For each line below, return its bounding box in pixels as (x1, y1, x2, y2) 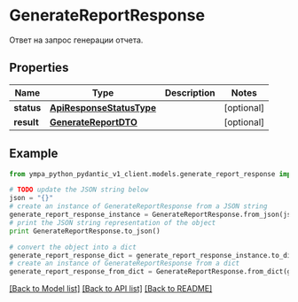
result (13, 116, 40, 128)
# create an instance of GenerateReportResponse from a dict (9, 259, 240, 268)
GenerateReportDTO (49, 116, 137, 128)
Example (9, 146, 59, 161)
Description (164, 86, 216, 98)
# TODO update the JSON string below (9, 185, 149, 195)
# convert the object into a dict (9, 243, 137, 252)
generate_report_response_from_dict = (9, 267, 153, 276)
